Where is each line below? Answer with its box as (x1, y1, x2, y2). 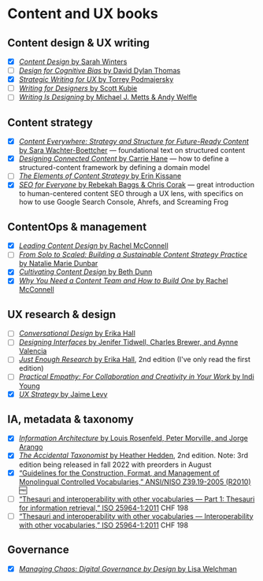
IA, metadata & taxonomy (7, 413, 135, 426)
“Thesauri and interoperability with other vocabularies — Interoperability (18, 511, 254, 520)
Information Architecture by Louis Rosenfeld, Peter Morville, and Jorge (18, 434, 249, 443)
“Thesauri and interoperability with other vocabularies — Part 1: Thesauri (18, 494, 255, 504)
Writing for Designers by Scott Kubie (18, 83, 138, 93)
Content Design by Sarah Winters (18, 57, 128, 66)
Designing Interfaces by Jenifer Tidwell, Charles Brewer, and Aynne (18, 338, 239, 347)
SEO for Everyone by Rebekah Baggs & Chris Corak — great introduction (18, 180, 255, 190)
